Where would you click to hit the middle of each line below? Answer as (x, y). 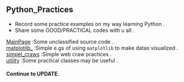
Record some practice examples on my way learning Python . (90, 24)
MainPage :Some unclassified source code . (60, 41)
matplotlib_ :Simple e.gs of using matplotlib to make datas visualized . (92, 48)
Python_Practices (40, 10)
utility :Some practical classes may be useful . (62, 60)
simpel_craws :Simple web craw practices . (59, 54)
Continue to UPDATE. (33, 74)
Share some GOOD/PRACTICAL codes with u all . (74, 30)
